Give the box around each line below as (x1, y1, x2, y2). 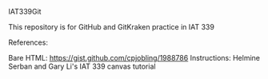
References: (8, 38, 48, 47)
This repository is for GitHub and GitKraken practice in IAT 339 (8, 22, 214, 31)
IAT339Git (8, 7, 42, 16)
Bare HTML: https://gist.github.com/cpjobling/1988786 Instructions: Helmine (8, 53, 260, 62)
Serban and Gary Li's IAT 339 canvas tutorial (8, 61, 156, 71)
